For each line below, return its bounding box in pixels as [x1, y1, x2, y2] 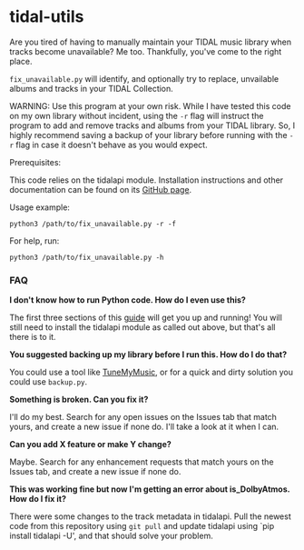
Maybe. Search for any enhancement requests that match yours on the [9, 456, 274, 467]
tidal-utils [9, 6, 84, 27]
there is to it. [9, 332, 56, 343]
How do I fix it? [9, 494, 66, 505]
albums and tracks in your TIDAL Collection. [9, 83, 174, 94]
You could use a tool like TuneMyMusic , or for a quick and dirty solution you [9, 366, 293, 378]
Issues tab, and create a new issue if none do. [9, 466, 181, 477]
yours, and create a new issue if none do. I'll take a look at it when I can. [9, 421, 279, 433]
